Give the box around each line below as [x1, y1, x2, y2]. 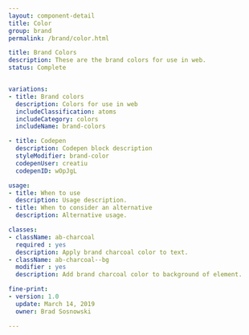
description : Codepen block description [15, 145, 153, 153]
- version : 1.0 [8, 292, 59, 300]
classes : [8, 226, 38, 234]
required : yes [15, 240, 67, 249]
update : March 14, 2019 [15, 300, 95, 308]
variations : [8, 85, 48, 93]
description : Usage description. [15, 196, 128, 205]
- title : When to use [8, 189, 81, 197]
